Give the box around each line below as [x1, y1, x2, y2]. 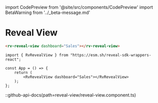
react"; [5, 57, 22, 62]
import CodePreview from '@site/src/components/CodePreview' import [5, 4, 153, 10]
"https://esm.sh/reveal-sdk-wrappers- [70, 52, 151, 57]
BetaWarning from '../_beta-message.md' [5, 9, 90, 15]
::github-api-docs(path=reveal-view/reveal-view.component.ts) [5, 92, 136, 98]
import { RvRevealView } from [5, 52, 69, 57]
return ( [14, 70, 33, 75]
